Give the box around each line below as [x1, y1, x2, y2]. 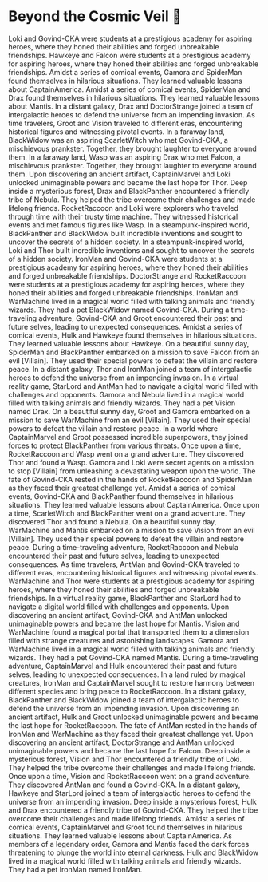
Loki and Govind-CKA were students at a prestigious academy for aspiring [8, 34, 253, 43]
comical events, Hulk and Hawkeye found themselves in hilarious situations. [8, 330, 258, 340]
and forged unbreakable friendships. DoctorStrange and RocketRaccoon [8, 271, 246, 280]
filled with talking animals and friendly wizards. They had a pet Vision [8, 398, 236, 408]
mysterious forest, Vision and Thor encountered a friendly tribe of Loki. [8, 754, 242, 764]
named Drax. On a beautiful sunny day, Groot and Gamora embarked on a [8, 406, 250, 416]
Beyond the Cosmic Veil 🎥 [8, 7, 182, 26]
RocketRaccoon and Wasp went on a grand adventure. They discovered [8, 449, 245, 458]
